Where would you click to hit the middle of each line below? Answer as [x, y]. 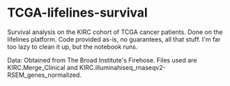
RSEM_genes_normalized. [45, 75]
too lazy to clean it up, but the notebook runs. [72, 46]
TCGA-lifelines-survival [77, 13]
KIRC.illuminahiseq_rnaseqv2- [122, 67]
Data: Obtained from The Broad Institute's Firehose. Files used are [102, 60]
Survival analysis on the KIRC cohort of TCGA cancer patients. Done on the [115, 32]
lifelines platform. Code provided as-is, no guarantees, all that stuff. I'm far [114, 39]
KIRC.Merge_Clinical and [43, 67]
